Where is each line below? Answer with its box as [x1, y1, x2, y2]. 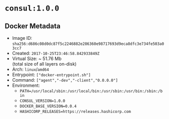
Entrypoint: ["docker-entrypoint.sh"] [12, 72, 91, 78]
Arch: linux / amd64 [12, 67, 49, 72]
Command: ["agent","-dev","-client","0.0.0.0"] [12, 77, 118, 83]
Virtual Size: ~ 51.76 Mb [12, 55, 62, 62]
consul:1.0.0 [5, 4, 59, 13]
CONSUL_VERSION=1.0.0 [19, 98, 65, 103]
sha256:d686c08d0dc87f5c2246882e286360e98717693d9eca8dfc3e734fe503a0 [12, 41, 164, 46]
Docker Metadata [5, 22, 61, 30]
